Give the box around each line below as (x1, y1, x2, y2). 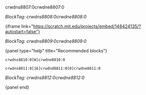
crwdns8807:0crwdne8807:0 (5, 4, 64, 10)
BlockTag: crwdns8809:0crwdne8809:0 (5, 38, 87, 44)
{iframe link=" (5, 23, 34, 29)
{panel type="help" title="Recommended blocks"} (5, 48, 107, 53)
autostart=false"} (5, 29, 41, 34)
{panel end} (5, 84, 30, 90)
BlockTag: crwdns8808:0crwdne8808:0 (5, 14, 87, 19)
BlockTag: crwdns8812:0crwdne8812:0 (5, 75, 85, 81)
